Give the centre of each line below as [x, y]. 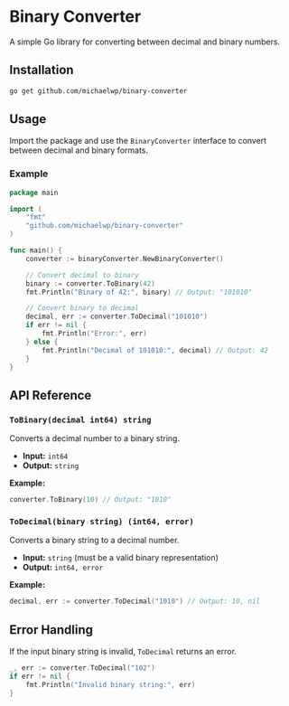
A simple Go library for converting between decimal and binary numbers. [145, 42]
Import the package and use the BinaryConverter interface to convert [138, 141]
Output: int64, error [63, 568]
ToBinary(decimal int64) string [80, 419]
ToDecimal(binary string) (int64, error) [102, 521]
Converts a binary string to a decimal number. [94, 541]
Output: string [51, 466]
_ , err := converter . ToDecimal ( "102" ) [82, 668]
